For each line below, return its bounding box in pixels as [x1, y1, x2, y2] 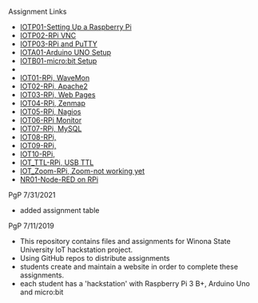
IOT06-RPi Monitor [19, 116, 82, 124]
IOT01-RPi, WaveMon [19, 73, 90, 82]
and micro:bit [19, 287, 64, 297]
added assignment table [19, 206, 100, 214]
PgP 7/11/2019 [8, 221, 54, 230]
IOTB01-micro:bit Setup [19, 56, 97, 65]
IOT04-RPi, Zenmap [19, 99, 85, 108]
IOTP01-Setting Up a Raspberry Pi [19, 22, 132, 31]
